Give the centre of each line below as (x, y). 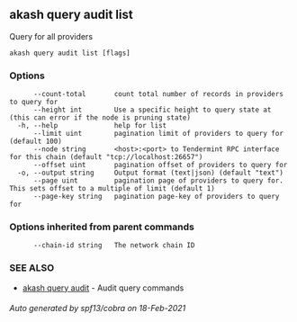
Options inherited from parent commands (102, 227)
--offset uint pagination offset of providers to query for (160, 165)
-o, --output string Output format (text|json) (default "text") (150, 173)
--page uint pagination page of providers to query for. (158, 181)
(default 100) (36, 142)
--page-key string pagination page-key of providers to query (156, 197)
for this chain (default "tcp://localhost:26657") (106, 157)
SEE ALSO (32, 268)
